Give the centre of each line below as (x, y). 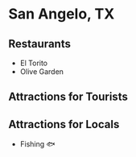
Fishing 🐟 (37, 144)
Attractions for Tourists (68, 97)
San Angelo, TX (62, 14)
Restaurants (39, 44)
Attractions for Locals (64, 124)
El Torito (34, 63)
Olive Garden (42, 72)
